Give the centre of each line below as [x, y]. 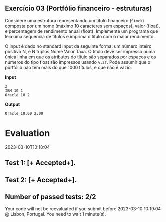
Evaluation [28, 133]
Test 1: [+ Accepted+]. [40, 163]
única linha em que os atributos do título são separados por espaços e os [81, 57]
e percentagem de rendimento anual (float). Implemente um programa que [82, 31]
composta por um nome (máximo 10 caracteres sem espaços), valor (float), [83, 26]
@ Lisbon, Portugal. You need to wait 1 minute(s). [56, 214]
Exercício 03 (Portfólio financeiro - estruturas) [79, 8]
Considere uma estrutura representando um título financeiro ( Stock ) [75, 20]
